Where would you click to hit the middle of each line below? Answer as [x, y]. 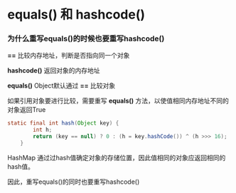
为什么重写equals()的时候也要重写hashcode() [86, 38]
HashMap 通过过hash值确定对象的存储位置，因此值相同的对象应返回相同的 [117, 157]
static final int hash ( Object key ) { [63, 123]
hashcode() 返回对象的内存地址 [54, 71]
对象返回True [27, 110]
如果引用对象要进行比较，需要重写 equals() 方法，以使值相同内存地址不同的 [118, 101]
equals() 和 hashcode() [76, 15]
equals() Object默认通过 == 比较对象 [61, 85]
